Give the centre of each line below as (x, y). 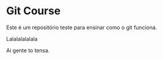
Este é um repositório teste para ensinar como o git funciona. (82, 27)
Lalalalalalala (22, 39)
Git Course (34, 11)
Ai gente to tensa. (28, 50)
